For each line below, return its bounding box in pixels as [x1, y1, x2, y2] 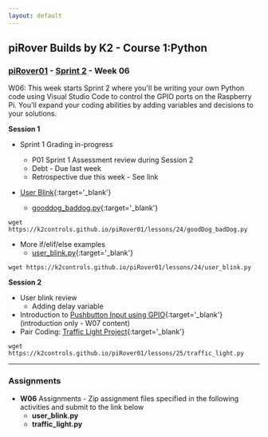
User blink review [19, 293, 77, 303]
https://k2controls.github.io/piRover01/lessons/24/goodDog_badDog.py [8, 225, 248, 234]
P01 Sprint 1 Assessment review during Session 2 [31, 155, 194, 165]
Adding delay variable [31, 301, 104, 312]
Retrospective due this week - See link [31, 173, 159, 182]
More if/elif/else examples [19, 240, 106, 249]
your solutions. [8, 109, 57, 118]
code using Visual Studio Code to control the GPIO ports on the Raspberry [8, 92, 252, 101]
